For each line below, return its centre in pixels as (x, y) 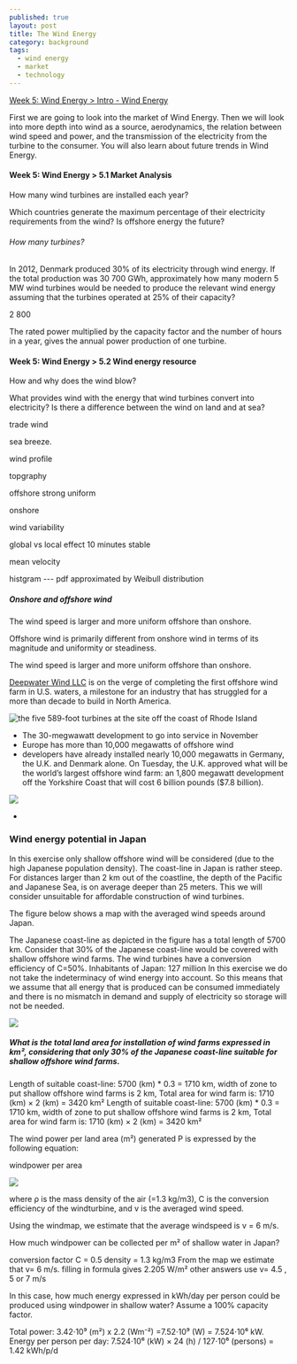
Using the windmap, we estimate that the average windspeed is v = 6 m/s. (144, 1225)
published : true (39, 17)
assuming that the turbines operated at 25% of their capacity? (122, 297)
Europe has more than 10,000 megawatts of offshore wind (128, 745)
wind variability (37, 528)
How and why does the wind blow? (73, 381)
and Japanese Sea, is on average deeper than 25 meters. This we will (136, 887)
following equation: (44, 1148)
